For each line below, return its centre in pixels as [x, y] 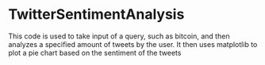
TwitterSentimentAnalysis [96, 14]
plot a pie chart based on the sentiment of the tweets [95, 52]
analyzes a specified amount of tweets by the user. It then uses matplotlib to [133, 44]
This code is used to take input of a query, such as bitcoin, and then [119, 36]
